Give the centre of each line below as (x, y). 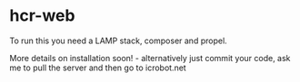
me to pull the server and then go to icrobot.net (98, 68)
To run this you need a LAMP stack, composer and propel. (118, 41)
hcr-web (42, 16)
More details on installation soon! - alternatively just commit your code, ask (150, 58)
